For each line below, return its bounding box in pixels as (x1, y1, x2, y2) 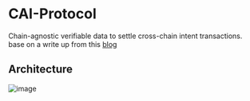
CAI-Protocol (8, 5, 97, 23)
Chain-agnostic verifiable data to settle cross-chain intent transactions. (8, 31, 243, 41)
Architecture (8, 63, 73, 76)
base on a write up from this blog (8, 39, 117, 49)
